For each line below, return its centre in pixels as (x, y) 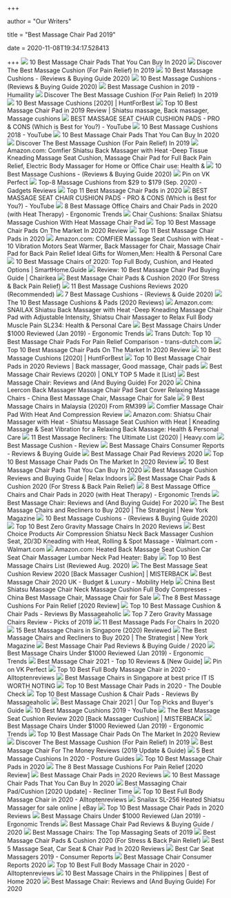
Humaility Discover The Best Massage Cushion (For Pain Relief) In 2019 (113, 95)
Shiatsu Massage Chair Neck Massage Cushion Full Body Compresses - (109, 589)
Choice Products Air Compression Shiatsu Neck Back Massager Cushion (110, 534)
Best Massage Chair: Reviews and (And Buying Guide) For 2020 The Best (115, 503)
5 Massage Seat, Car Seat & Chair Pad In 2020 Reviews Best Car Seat (111, 849)
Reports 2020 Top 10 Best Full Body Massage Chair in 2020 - (98, 865)
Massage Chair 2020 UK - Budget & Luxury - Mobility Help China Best (111, 582)
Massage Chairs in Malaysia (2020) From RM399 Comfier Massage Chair (115, 406)
